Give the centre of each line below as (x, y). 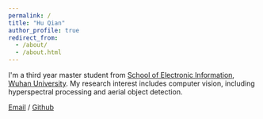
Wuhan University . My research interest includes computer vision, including (131, 83)
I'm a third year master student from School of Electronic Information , (122, 75)
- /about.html (38, 52)
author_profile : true (44, 30)
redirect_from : (33, 38)
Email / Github (31, 107)
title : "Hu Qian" (37, 23)
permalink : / (30, 15)
